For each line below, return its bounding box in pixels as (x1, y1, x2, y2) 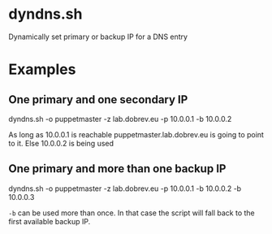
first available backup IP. (8, 216, 91, 226)
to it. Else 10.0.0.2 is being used (8, 138, 114, 148)
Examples (8, 60, 76, 79)
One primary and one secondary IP (8, 93, 188, 106)
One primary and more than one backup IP (8, 162, 227, 175)
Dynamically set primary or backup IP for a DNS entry (8, 32, 188, 41)
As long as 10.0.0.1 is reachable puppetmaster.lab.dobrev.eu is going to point (8, 129, 264, 139)
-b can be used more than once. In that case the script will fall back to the (8, 208, 256, 218)
